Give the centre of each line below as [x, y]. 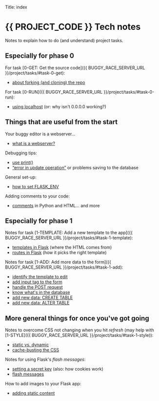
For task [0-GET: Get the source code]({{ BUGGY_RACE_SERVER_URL [75, 68]
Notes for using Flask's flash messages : [45, 359]
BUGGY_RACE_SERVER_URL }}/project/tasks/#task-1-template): [69, 238]
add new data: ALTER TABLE [41, 303]
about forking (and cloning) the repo [49, 82]
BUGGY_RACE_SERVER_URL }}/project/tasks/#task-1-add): [64, 267]
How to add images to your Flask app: [43, 384]
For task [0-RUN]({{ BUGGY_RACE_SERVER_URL [54, 92]
